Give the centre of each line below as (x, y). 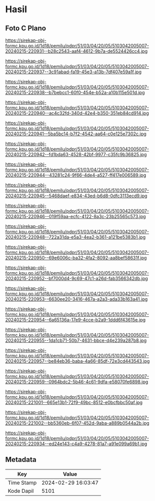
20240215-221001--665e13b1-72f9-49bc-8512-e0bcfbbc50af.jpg (74, 402)
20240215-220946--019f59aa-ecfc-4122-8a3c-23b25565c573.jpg (76, 216)
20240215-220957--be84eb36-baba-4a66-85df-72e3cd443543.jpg (77, 361)
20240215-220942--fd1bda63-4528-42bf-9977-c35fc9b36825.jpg (76, 154)
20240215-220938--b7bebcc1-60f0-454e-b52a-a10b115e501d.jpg (75, 92)
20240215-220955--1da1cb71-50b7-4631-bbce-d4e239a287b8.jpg (76, 340)
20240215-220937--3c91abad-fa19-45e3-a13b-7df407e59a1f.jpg (73, 72)
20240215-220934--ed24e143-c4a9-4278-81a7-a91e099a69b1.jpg (76, 444)
